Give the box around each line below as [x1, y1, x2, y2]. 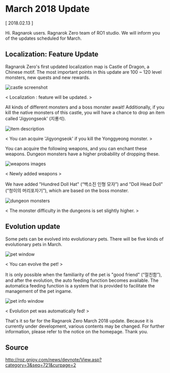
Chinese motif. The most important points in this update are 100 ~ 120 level [5, 69, 162, 75]
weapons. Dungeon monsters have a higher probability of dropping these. [5, 151, 160, 157]
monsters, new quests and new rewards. [5, 74, 90, 81]
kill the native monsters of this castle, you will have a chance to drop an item [5, 109, 165, 115]
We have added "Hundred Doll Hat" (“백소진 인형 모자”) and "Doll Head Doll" [5, 181, 163, 187]
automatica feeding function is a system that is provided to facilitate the [5, 282, 155, 288]
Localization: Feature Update [5, 50, 99, 59]
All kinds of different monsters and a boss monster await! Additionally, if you [5, 104, 165, 110]
